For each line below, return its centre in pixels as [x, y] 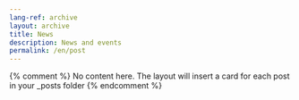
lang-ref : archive [43, 17]
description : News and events [66, 42]
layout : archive [39, 26]
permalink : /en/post [48, 51]
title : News [31, 34]
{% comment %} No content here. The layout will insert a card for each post [149, 76]
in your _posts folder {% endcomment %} [86, 86]
